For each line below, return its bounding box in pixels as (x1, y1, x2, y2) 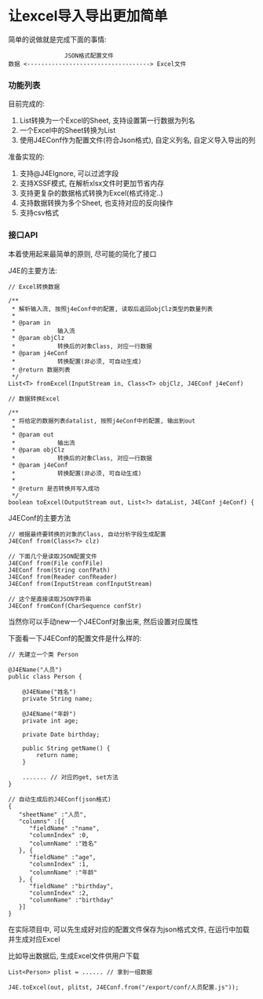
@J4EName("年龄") (22, 710, 77, 718)
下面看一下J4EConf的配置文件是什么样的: (8, 633, 142, 642)
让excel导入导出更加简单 (8, 7, 168, 25)
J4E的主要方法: (8, 265, 57, 275)
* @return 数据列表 (11, 366, 71, 374)
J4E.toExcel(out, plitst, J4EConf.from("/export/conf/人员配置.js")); (8, 983, 239, 991)
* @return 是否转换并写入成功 (11, 485, 100, 492)
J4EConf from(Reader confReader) (8, 573, 118, 581)
